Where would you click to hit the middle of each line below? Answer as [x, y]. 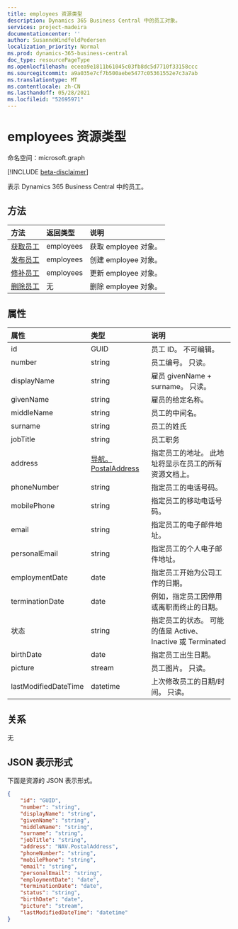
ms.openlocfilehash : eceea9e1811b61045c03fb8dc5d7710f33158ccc [103, 67]
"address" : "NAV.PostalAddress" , [69, 847]
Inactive [164, 641]
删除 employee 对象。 [126, 286]
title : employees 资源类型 [45, 14]
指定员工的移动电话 [183, 500]
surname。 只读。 [181, 386]
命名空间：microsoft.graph [46, 157]
